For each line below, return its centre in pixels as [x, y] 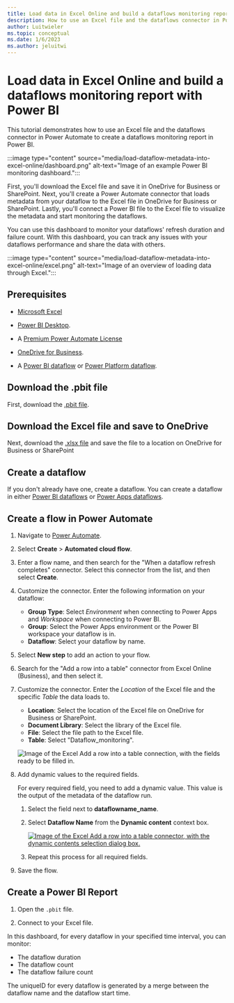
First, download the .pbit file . [48, 404]
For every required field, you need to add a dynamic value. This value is [120, 788]
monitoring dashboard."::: [44, 172]
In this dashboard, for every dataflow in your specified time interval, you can [117, 936]
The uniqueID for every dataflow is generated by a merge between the [108, 986]
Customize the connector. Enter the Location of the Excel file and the [116, 689]
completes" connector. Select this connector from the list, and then [114, 570]
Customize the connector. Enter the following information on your [111, 591]
